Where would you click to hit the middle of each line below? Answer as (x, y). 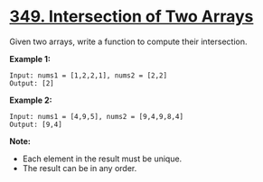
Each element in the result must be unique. (102, 159)
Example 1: (30, 59)
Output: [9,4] (36, 124)
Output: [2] (32, 83)
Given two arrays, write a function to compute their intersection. (128, 41)
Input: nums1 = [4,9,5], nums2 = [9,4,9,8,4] (96, 116)
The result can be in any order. (80, 168)
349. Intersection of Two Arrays (131, 17)
